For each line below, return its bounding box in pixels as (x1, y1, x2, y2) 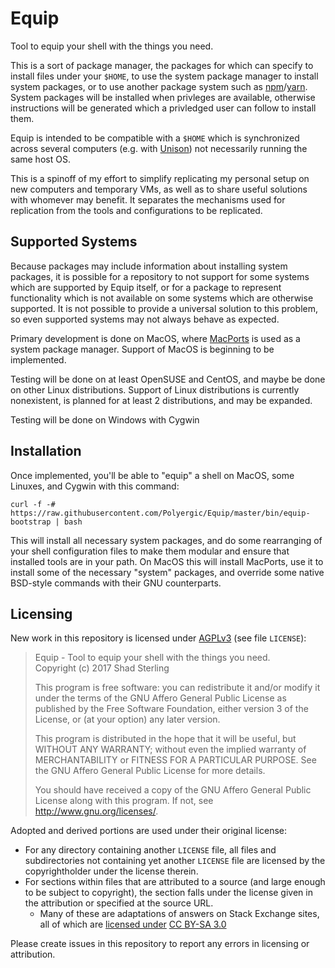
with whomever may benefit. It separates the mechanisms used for (10, 193, 286, 206)
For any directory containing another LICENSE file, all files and (24, 844, 277, 856)
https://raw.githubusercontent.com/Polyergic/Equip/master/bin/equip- (10, 508, 311, 518)
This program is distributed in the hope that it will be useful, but (34, 733, 297, 745)
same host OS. (10, 153, 71, 165)
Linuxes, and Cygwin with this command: (10, 480, 180, 492)
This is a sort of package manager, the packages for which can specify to (10, 59, 314, 71)
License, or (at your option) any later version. (34, 713, 221, 726)
